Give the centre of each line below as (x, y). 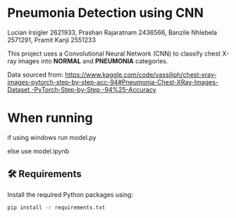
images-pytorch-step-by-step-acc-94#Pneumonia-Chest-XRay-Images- (113, 82)
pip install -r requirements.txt (56, 207)
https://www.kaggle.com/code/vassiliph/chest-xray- (141, 75)
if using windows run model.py (52, 137)
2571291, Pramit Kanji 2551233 (52, 39)
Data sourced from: (36, 75)
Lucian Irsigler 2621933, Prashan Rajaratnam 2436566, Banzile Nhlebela (112, 32)
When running (50, 118)
